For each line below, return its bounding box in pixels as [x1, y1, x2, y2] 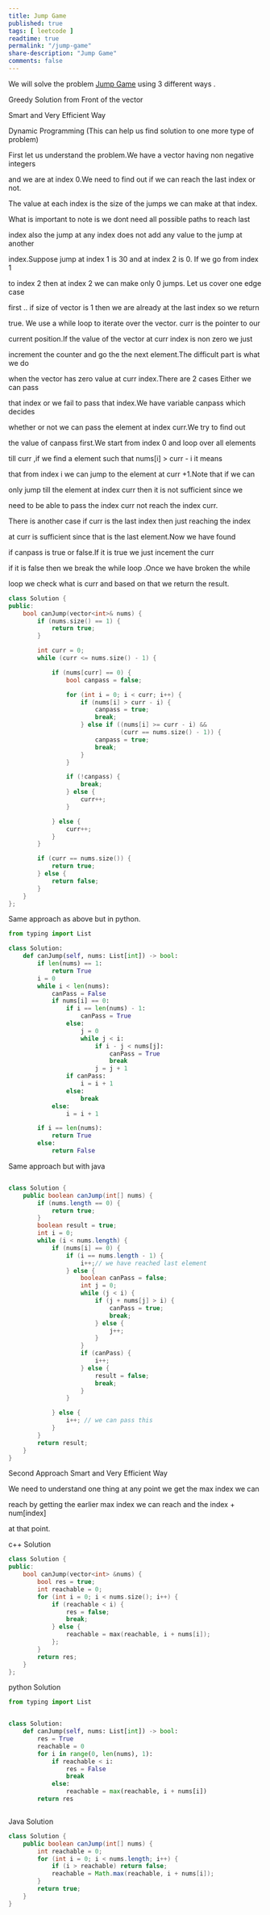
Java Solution [8, 1816, 54, 1826]
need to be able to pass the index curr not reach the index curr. [8, 500, 218, 510]
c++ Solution [8, 1539, 52, 1549]
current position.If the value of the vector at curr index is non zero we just [8, 334, 253, 343]
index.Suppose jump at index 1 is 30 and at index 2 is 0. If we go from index [8, 254, 260, 263]
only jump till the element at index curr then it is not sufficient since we [8, 485, 243, 494]
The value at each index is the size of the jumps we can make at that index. [8, 199, 258, 208]
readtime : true [8, 34, 60, 43]
